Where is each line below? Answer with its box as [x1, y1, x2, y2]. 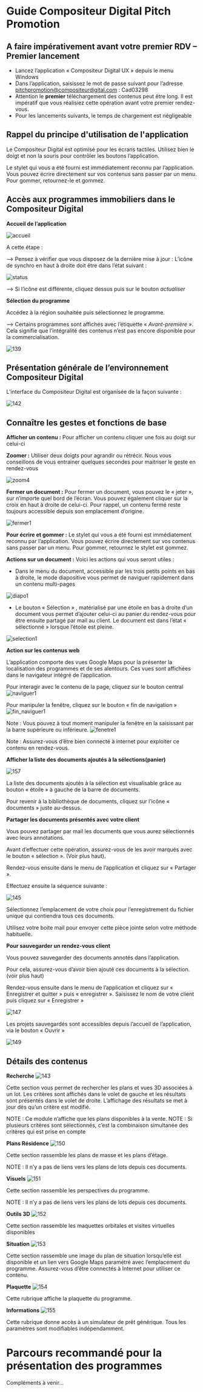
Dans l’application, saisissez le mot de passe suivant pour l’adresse [15, 80, 183, 87]
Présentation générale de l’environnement [6, 363, 168, 373]
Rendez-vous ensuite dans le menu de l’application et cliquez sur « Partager [6, 864, 197, 871]
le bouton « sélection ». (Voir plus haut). [6, 853, 106, 860]
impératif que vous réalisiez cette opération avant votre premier [15, 99, 175, 106]
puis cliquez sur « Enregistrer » [6, 997, 84, 1004]
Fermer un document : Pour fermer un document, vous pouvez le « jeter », [6, 488, 194, 496]
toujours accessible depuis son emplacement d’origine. [6, 508, 144, 515]
